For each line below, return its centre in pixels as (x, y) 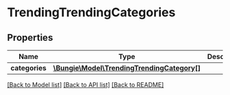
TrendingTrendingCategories (91, 13)
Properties (30, 38)
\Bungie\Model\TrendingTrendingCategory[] (127, 68)
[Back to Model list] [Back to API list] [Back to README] (86, 85)
